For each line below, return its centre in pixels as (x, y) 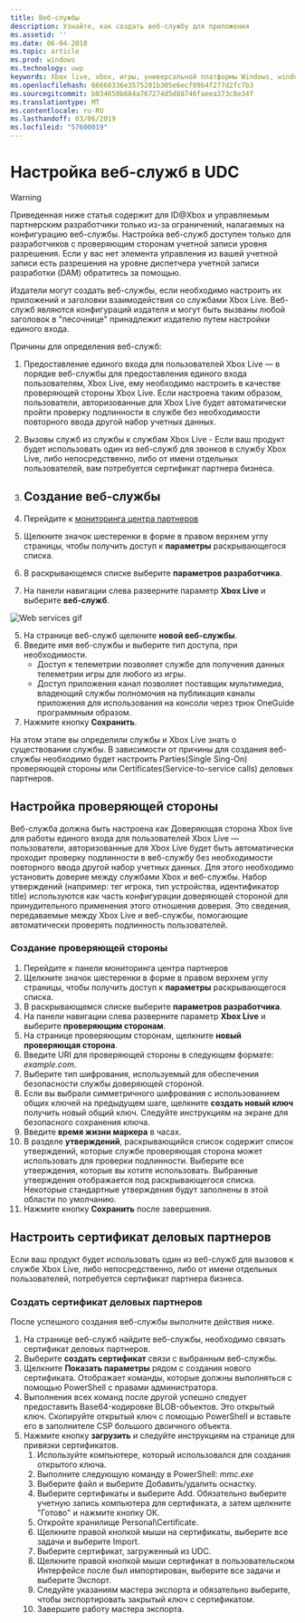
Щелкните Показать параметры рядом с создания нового (137, 1368)
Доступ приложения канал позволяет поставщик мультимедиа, (160, 683)
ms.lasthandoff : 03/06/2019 (63, 119)
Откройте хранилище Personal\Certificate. (118, 1522)
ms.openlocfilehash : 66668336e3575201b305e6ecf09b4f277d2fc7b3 (132, 85)
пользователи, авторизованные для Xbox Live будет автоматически (155, 402)
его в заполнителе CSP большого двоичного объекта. (128, 1425)
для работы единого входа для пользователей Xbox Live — (124, 838)
